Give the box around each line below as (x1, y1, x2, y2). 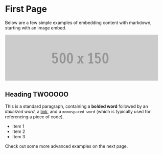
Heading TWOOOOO (5, 90, 69, 99)
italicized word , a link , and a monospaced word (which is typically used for (5, 108, 151, 114)
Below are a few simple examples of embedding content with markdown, (5, 20, 152, 26)
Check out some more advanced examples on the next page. (5, 143, 128, 149)
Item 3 (12, 133, 25, 139)
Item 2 (12, 128, 25, 134)
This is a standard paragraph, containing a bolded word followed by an (5, 103, 148, 109)
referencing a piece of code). (5, 114, 64, 120)
